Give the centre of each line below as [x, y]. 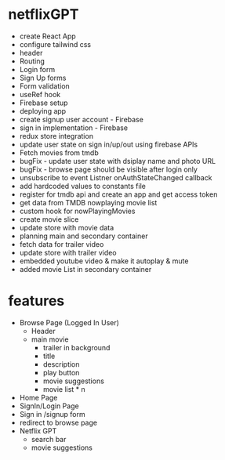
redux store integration [56, 136]
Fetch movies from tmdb [59, 152]
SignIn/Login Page [49, 406]
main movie [50, 339]
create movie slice [49, 219]
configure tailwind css [55, 44]
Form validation [45, 86]
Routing [32, 61]
